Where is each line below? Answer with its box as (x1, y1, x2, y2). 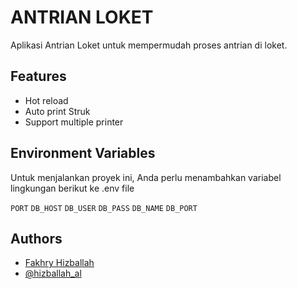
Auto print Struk (24, 105, 91, 117)
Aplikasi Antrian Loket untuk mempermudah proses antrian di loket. (10, 39, 288, 51)
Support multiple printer (24, 116, 124, 128)
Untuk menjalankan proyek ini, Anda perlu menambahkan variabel (10, 171, 282, 183)
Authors (10, 230, 63, 247)
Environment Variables (10, 145, 156, 162)
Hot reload (24, 94, 69, 106)
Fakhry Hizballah (24, 257, 95, 269)
